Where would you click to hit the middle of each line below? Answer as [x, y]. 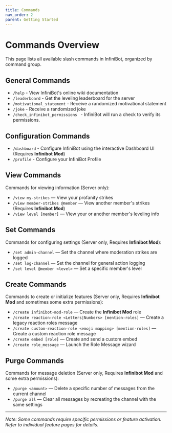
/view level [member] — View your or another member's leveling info [86, 214]
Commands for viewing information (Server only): [58, 188]
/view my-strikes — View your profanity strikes [63, 197]
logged [20, 257]
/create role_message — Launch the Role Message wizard [74, 345]
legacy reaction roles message [45, 323]
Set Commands [30, 230]
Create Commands [36, 284]
